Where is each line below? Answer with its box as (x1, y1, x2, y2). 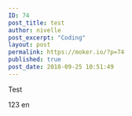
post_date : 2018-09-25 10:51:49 (8, 63, 114, 71)
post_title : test (8, 19, 65, 27)
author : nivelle (8, 26, 61, 34)
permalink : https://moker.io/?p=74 (8, 48, 125, 56)
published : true (8, 56, 61, 64)
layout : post (8, 41, 51, 49)
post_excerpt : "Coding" (8, 33, 86, 42)
